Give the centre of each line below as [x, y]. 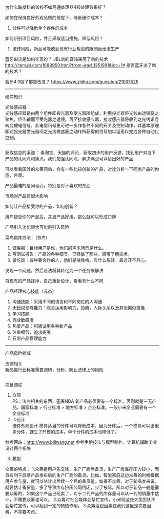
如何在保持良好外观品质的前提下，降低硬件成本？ [54, 18]
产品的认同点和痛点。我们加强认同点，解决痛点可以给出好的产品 [69, 159]
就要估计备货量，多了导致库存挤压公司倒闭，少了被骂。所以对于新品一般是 [80, 487]
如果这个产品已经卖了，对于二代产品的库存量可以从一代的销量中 [90, 493]
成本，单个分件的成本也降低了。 [87, 432]
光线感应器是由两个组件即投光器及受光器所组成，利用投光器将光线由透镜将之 [82, 113]
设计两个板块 [18, 448]
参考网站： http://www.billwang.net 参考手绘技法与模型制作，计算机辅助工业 [81, 442]
